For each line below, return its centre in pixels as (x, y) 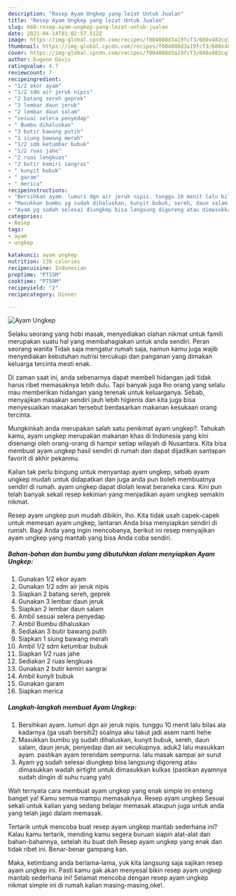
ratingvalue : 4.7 (33, 66)
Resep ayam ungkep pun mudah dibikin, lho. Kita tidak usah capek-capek (114, 515)
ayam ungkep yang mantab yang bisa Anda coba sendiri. (90, 538)
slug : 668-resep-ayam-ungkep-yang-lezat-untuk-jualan (88, 27)
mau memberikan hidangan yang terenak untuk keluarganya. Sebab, (106, 392)
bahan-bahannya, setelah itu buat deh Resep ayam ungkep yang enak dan (115, 842)
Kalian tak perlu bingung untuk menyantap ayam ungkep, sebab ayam (109, 472)
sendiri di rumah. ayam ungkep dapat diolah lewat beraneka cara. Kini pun (115, 487)
